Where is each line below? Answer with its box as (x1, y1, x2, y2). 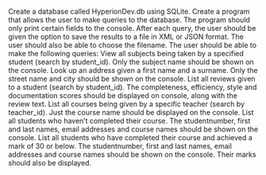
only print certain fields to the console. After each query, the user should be (8, 24, 256, 32)
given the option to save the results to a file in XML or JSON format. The (8, 32, 245, 41)
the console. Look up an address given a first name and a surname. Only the (8, 66, 258, 74)
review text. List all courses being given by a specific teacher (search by (8, 99, 245, 108)
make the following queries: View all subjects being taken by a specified (8, 49, 245, 58)
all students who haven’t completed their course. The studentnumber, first (8, 116, 251, 125)
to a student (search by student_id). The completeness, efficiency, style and (8, 82, 257, 92)
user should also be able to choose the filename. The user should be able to (8, 40, 256, 50)
